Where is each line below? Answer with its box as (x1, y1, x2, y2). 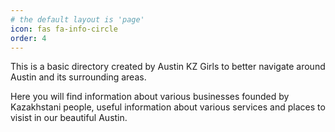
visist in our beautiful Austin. (10, 112, 128, 124)
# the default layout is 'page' (10, 14, 145, 25)
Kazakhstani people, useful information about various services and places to (10, 101, 326, 113)
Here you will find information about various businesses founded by (10, 91, 290, 103)
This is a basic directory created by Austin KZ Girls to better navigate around (10, 61, 326, 73)
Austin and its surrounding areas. (10, 71, 147, 83)
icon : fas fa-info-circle (10, 24, 118, 34)
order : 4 (10, 33, 47, 43)
